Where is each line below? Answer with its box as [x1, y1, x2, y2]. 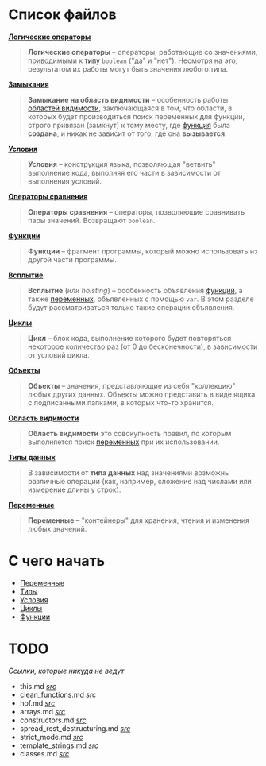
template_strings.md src [19, 741, 99, 750]
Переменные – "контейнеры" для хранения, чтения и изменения [27, 515, 250, 525]
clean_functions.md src [19, 690, 97, 699]
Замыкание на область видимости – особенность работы [27, 95, 229, 104]
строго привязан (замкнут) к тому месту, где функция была [27, 120, 230, 130]
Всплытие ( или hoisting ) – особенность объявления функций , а [27, 285, 244, 295]
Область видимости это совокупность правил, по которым [27, 428, 232, 438]
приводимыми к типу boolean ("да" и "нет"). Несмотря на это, [27, 56, 238, 65]
